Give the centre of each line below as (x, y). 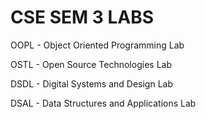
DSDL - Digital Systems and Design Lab (91, 83)
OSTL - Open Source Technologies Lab (91, 64)
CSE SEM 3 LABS (82, 17)
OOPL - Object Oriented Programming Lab (97, 45)
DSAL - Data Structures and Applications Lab (103, 103)
